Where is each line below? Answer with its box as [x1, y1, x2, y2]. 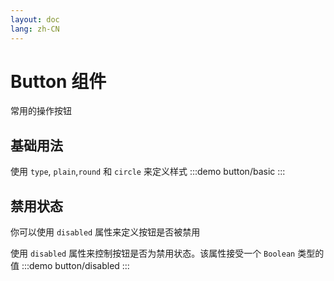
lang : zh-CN [10, 24, 60, 34]
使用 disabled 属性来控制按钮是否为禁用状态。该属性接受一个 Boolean [10, 247, 296, 260]
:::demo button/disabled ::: [21, 260, 130, 272]
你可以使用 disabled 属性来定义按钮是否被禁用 [10, 226, 201, 238]
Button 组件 [10, 70, 107, 93]
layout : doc [10, 14, 60, 25]
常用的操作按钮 [10, 105, 72, 117]
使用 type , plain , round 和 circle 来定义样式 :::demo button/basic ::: [10, 166, 286, 178]
